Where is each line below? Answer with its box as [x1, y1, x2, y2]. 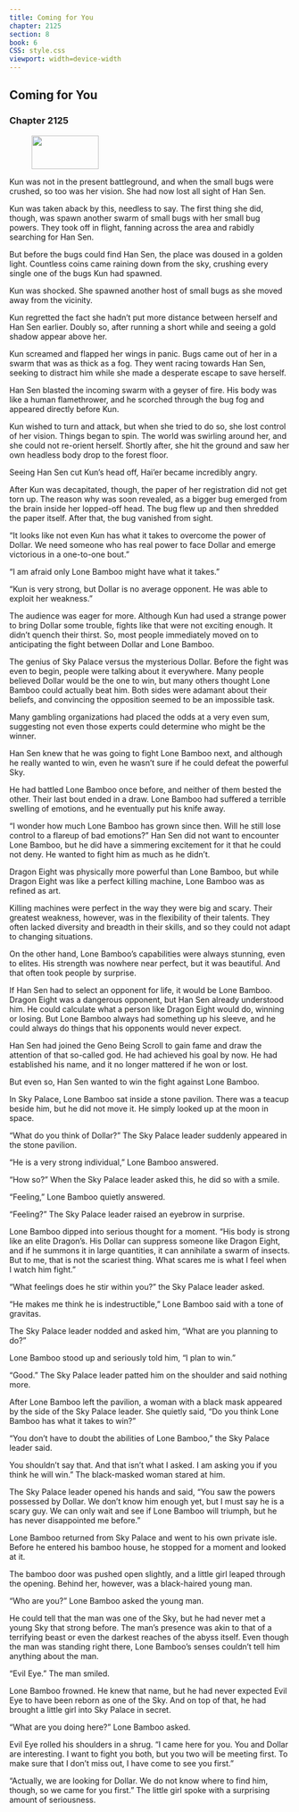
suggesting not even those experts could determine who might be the [9, 721, 266, 731]
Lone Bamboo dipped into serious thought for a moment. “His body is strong [9, 1226, 290, 1236]
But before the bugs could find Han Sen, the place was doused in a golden [9, 249, 284, 259]
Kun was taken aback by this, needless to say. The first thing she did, [9, 203, 264, 214]
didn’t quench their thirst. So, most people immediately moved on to [9, 629, 259, 640]
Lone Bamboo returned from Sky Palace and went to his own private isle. [9, 1532, 278, 1543]
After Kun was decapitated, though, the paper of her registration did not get [9, 484, 287, 494]
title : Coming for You [9, 13, 94, 22]
